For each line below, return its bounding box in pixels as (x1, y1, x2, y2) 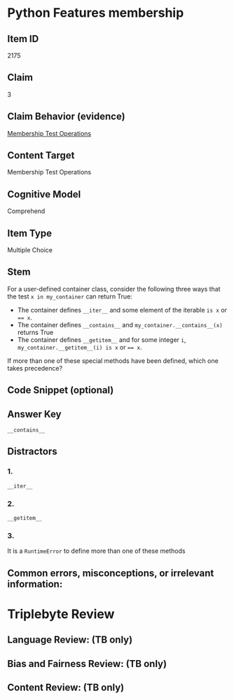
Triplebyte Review (7, 606, 115, 622)
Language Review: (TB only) (7, 634, 133, 646)
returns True (17, 328, 54, 336)
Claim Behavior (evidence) (7, 111, 125, 123)
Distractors (7, 446, 57, 458)
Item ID (7, 33, 39, 45)
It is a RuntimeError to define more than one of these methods (7, 547, 186, 555)
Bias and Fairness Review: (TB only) (7, 657, 167, 670)
